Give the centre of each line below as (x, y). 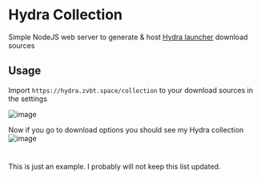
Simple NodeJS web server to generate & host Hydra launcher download (128, 37)
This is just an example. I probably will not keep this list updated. (114, 166)
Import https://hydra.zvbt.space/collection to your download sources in (131, 90)
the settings (28, 99)
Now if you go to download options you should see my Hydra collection (126, 129)
